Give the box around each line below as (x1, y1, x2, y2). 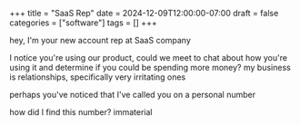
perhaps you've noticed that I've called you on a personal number (9, 90, 256, 100)
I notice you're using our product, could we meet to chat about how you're (9, 53, 288, 62)
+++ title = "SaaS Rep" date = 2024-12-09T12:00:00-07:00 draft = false (9, 8, 279, 18)
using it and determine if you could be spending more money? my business (9, 62, 291, 72)
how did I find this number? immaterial (9, 107, 153, 117)
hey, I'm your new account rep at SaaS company (9, 35, 191, 45)
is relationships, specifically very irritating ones (9, 72, 186, 82)
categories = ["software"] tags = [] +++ (9, 17, 157, 28)
